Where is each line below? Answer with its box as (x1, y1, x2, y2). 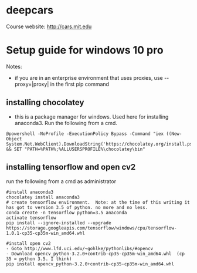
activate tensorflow (6, 215, 57, 221)
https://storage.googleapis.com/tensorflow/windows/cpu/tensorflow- (6, 225, 177, 231)
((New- (166, 130, 182, 137)
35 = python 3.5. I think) (6, 256, 72, 262)
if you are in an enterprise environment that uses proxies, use (14, 74, 163, 81)
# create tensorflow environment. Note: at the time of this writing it (6, 199, 191, 205)
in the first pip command (50, 80, 110, 87)
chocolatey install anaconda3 (6, 194, 80, 200)
